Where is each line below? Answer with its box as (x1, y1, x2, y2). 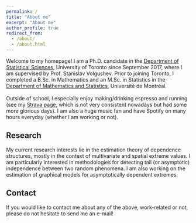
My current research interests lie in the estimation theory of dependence (6, 146, 181, 153)
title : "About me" (6, 14, 51, 20)
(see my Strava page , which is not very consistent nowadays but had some (6, 101, 187, 108)
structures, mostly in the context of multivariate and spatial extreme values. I (6, 152, 191, 159)
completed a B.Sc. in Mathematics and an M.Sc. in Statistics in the (6, 76, 166, 83)
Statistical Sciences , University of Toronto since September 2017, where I (6, 63, 183, 70)
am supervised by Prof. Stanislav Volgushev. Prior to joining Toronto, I (6, 70, 174, 77)
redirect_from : (6, 31, 43, 36)
